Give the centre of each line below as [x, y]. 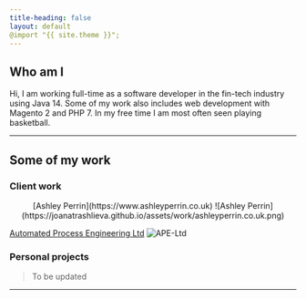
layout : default [40, 26]
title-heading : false [51, 18]
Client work [36, 186]
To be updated [59, 277]
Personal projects [49, 256]
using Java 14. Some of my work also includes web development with [140, 103]
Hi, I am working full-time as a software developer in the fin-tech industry [147, 94]
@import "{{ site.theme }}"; [65, 35]
